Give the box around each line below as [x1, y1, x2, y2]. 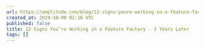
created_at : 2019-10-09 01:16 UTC [6, 15, 95, 21]
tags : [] [6, 32, 29, 38]
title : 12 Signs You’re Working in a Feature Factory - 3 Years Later [6, 26, 190, 32]
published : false [6, 20, 51, 26]
